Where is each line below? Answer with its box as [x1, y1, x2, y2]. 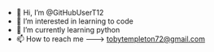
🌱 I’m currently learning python [15, 25, 120, 34]
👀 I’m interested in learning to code [15, 16, 134, 26]
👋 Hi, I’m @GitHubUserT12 [15, 8, 104, 17]
